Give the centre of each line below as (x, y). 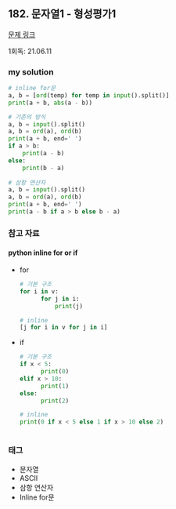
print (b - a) (43, 168)
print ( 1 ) (55, 386)
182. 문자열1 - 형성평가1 (62, 14)
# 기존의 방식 (27, 117)
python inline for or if (43, 253)
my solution (31, 71)
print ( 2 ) (55, 401)
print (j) (69, 306)
